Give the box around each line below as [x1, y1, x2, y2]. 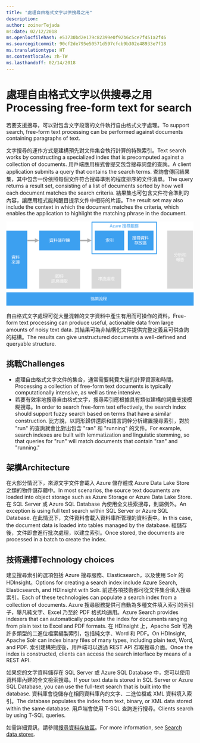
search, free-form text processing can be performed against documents [6, 128, 183, 135]
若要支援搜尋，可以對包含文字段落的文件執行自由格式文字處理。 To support [6, 121, 189, 128]
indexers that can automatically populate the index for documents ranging [6, 616, 187, 623]
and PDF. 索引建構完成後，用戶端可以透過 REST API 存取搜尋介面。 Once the [6, 644, 193, 651]
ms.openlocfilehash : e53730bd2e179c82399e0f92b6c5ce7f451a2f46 [6, 35, 167, 41]
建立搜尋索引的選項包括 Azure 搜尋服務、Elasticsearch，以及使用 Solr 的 [6, 572, 184, 579]
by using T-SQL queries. [6, 711, 66, 719]
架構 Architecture [6, 462, 70, 472]
